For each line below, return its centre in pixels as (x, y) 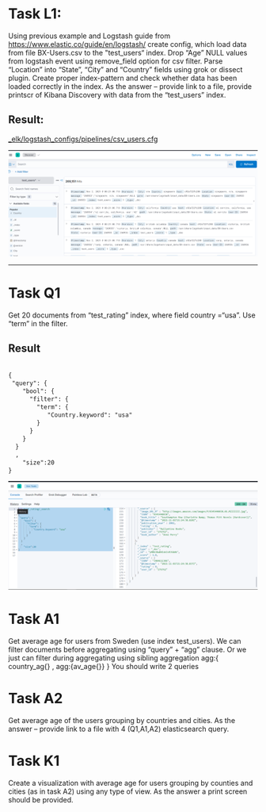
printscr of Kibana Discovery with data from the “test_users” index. (117, 94)
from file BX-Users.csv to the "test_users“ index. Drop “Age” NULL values (128, 52)
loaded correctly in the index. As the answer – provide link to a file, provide (130, 86)
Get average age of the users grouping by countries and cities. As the (122, 720)
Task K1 (34, 761)
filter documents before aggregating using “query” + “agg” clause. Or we (127, 649)
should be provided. (41, 799)
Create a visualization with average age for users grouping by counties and (131, 783)
